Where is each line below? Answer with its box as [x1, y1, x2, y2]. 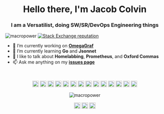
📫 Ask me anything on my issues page [12, 59, 95, 65]
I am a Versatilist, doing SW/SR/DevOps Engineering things [11, 22, 159, 29]
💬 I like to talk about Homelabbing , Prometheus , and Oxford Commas [12, 53, 159, 60]
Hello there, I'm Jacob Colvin [23, 4, 147, 15]
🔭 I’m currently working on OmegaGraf [12, 43, 94, 49]
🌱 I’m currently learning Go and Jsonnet [12, 48, 97, 54]
